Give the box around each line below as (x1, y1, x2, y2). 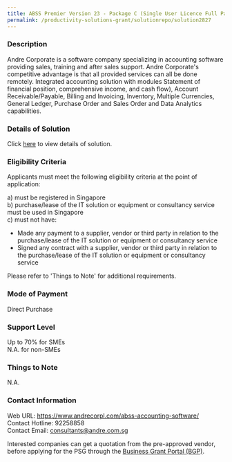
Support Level (7, 322, 55, 332)
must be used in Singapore (7, 208, 84, 217)
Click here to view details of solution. (7, 140, 113, 148)
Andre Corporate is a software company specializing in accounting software (7, 55, 224, 63)
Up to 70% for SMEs (7, 337, 66, 346)
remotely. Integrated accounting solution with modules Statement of (7, 77, 201, 85)
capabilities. (7, 107, 41, 115)
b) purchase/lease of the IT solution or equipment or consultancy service (7, 201, 215, 209)
